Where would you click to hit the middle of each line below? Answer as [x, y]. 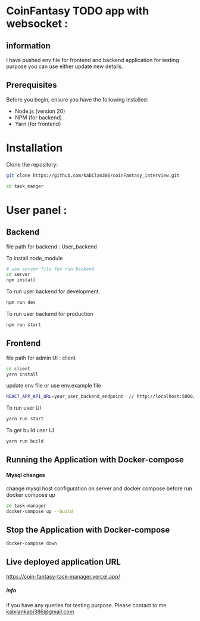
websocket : [37, 24]
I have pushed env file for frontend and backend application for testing [93, 60]
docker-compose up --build [40, 511]
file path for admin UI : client [41, 358]
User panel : [37, 210]
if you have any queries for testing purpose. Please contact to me [86, 605]
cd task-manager [26, 506]
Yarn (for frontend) [38, 124]
